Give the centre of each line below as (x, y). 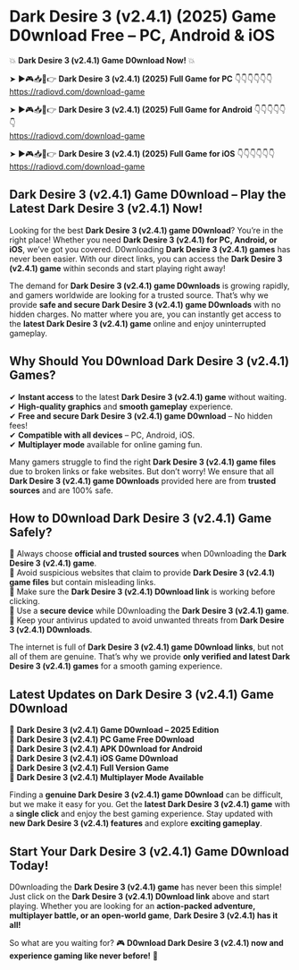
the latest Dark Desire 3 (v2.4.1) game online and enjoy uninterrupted (137, 323)
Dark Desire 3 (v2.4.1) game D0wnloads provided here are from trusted (143, 481)
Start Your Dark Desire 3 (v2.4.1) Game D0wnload (149, 851)
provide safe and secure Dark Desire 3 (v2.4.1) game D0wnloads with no (145, 304)
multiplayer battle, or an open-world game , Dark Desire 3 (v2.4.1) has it (144, 915)
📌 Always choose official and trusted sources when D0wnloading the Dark (148, 554)
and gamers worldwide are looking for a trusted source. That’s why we (139, 295)
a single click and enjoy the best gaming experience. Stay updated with (141, 814)
